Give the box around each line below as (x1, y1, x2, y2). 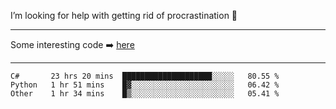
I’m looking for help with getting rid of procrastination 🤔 (10, 10, 238, 21)
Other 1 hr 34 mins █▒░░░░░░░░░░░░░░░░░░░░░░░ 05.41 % (10, 89, 280, 99)
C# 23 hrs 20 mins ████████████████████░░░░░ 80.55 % (10, 71, 280, 81)
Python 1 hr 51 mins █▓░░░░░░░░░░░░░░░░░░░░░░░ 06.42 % (10, 80, 280, 90)
